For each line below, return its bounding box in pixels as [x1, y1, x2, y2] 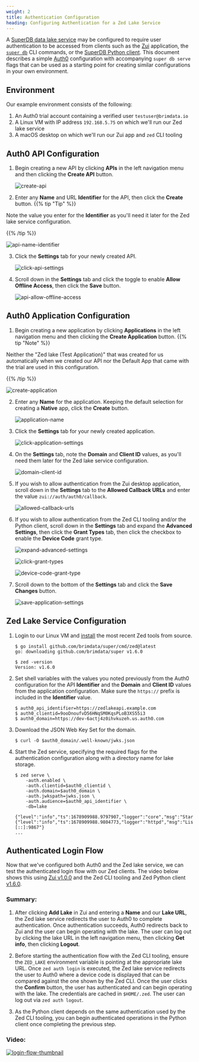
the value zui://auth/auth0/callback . [14, 493, 108, 500]
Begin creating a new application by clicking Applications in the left [14, 326, 181, 334]
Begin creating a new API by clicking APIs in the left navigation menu [14, 164, 184, 172]
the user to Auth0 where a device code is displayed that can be [14, 971, 170, 978]
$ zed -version [14, 659, 53, 665]
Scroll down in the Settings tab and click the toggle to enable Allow [14, 276, 181, 283]
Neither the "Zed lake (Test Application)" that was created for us [6, 351, 164, 358]
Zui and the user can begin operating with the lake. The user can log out [14, 927, 192, 935]
